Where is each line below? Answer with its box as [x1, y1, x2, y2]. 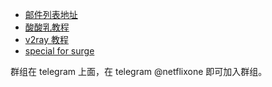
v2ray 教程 [24, 34, 69, 45]
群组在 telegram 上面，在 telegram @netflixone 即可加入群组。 [10, 66, 268, 77]
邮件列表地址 [24, 9, 78, 20]
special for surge [24, 45, 95, 57]
